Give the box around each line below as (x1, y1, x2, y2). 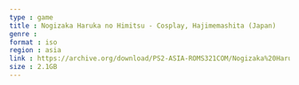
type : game (9, 12, 53, 22)
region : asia (9, 46, 62, 55)
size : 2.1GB (9, 63, 58, 72)
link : (9, 54, 34, 63)
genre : (9, 29, 38, 38)
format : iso (9, 37, 58, 47)
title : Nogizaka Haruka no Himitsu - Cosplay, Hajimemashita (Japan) (9, 21, 277, 30)
